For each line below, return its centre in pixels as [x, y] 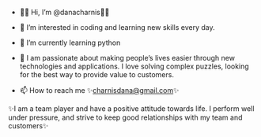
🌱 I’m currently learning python [70, 43]
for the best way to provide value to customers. [96, 74]
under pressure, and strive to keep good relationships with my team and [125, 117]
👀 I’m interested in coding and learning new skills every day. [117, 27]
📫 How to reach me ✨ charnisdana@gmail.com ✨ [99, 90]
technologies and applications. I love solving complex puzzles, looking [134, 66]
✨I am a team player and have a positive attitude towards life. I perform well [131, 109]
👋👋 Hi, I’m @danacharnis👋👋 [64, 12]
